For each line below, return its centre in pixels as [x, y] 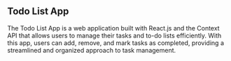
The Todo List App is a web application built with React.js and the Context [113, 28]
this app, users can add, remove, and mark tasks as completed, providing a [115, 43]
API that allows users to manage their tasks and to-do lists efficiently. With [114, 35]
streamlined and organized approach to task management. [92, 50]
